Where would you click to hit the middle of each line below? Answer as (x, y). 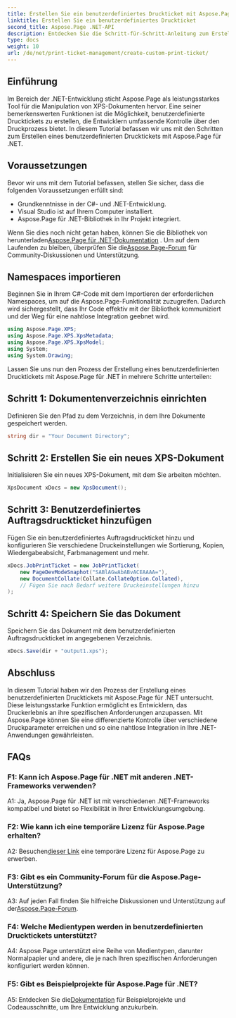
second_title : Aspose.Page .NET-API (61, 27)
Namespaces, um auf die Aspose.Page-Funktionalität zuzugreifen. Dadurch (117, 302)
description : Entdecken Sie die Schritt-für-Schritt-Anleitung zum (108, 33)
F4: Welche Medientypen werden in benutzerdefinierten (105, 926)
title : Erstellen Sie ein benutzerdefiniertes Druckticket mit (102, 14)
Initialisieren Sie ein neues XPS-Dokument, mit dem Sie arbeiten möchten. (114, 475)
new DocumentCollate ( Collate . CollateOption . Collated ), (102, 578)
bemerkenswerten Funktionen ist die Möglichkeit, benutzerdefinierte (106, 113)
